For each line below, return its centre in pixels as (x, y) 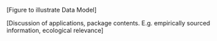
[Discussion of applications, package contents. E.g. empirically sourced (108, 23)
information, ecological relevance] (55, 30)
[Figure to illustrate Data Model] (52, 10)
